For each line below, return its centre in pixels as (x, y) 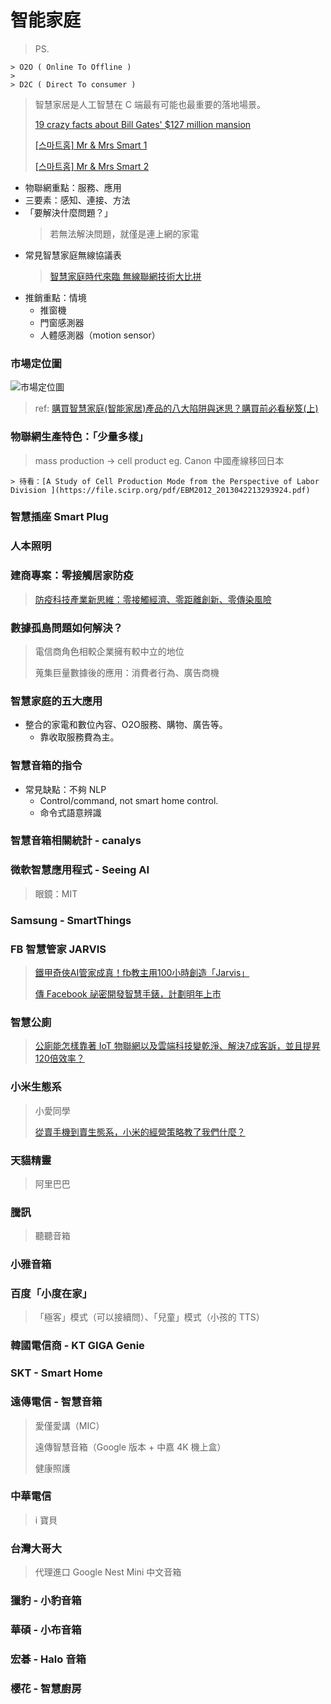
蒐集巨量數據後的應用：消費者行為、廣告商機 (127, 672)
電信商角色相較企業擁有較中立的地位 (109, 651)
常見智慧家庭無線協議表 (73, 255)
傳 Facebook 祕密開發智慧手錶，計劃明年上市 (128, 994)
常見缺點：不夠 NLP (65, 789)
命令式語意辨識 (70, 812)
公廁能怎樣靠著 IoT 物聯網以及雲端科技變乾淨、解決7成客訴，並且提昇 (177, 1046)
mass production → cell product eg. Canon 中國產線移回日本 (159, 460)
